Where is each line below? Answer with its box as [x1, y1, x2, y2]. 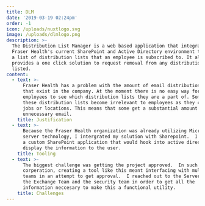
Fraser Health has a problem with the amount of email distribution [22, 83, 201, 89]
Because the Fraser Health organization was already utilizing [22, 128, 187, 134]
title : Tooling [17, 151, 56, 157]
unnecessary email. [22, 111, 72, 117]
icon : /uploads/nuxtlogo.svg [6, 26, 81, 32]
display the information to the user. [22, 144, 121, 151]
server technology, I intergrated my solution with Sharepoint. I [22, 133, 198, 140]
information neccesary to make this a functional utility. [22, 185, 176, 191]
